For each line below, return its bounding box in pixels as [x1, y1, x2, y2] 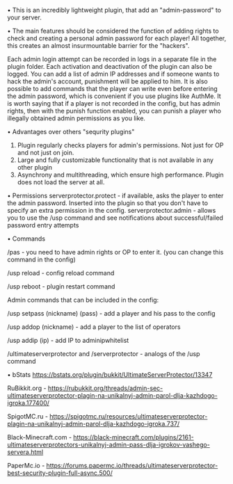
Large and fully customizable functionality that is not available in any [17, 156, 214, 164]
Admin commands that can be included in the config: [7, 296, 159, 304]
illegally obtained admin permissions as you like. [7, 114, 146, 122]
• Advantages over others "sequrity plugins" [7, 128, 135, 136]
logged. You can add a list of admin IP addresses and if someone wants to [7, 70, 220, 78]
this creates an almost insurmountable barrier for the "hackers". [7, 42, 190, 49]
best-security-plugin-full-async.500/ [7, 469, 113, 477]
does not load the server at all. [17, 178, 105, 186]
